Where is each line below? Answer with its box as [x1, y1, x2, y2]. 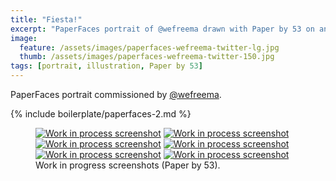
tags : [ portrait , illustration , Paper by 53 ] [10, 61, 203, 71]
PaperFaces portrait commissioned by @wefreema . [10, 89, 222, 100]
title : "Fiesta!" [10, 14, 83, 25]
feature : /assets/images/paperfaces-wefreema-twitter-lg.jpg [19, 42, 280, 53]
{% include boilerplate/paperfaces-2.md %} [10, 108, 192, 120]
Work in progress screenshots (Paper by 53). [35, 159, 221, 171]
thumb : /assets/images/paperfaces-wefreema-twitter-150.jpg [19, 52, 275, 62]
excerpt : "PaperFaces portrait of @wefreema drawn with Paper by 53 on [10, 24, 315, 34]
